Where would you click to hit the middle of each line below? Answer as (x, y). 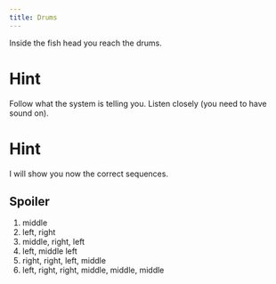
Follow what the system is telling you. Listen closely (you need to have (138, 103)
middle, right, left (53, 242)
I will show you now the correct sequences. (89, 174)
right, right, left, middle (64, 261)
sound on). (29, 113)
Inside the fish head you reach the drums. (85, 43)
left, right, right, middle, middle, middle (93, 270)
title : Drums (33, 17)
